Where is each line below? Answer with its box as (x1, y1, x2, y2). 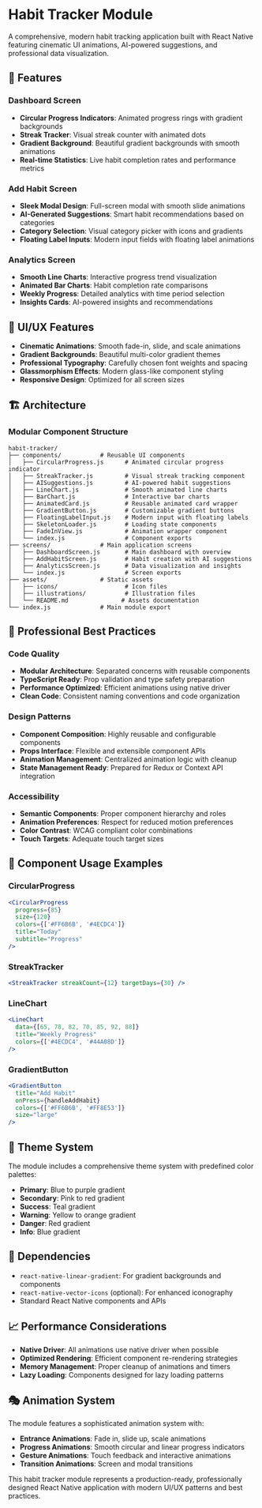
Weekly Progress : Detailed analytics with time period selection (19, 289, 225, 299)
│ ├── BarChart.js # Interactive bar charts (8, 492, 211, 501)
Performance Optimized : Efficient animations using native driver (19, 683, 230, 693)
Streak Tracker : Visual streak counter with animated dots (19, 130, 207, 139)
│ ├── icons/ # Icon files (8, 582, 168, 590)
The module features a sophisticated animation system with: (8, 1419, 204, 1428)
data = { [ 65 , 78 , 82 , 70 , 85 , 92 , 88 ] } (15, 1023, 140, 1032)
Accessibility (8, 791, 60, 802)
